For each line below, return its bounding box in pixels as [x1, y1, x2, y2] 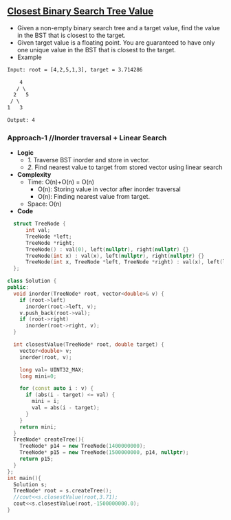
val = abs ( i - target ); [32, 404, 100, 411]
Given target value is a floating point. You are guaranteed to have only [16, 38, 215, 47]
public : [7, 284, 30, 291]
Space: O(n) [27, 199, 62, 208]
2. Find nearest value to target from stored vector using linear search [27, 163, 223, 171]
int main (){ [7, 475, 41, 481]
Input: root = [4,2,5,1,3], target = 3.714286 [7, 66, 143, 73]
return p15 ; [19, 455, 54, 463]
